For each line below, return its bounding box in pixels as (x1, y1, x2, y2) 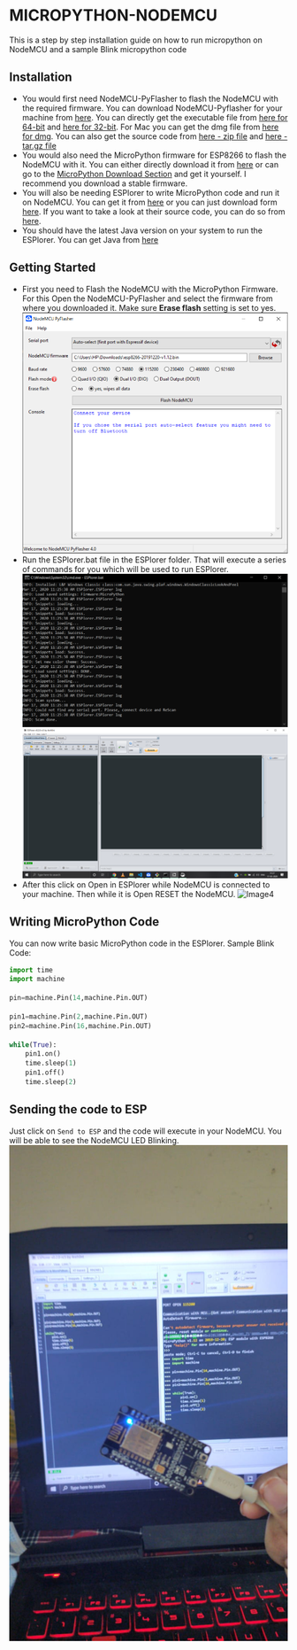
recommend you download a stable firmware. (21, 178, 188, 189)
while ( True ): (9, 1040, 57, 1050)
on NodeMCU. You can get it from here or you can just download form (21, 197, 278, 207)
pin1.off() (25, 1068, 65, 1077)
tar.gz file (21, 140, 57, 151)
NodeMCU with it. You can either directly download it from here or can (21, 159, 279, 169)
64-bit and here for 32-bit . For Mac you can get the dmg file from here (21, 121, 279, 132)
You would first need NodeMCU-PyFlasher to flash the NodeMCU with (21, 93, 278, 104)
